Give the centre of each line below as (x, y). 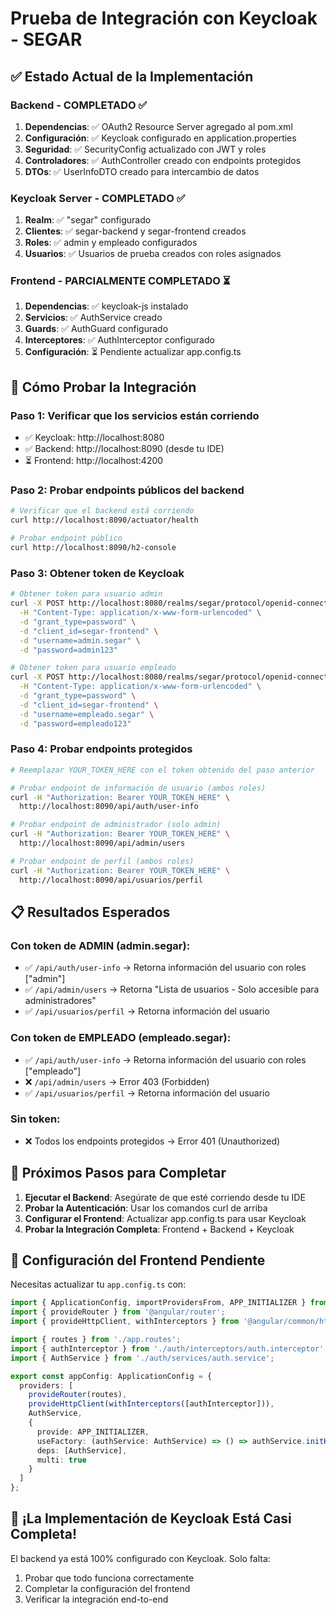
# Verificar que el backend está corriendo (102, 511)
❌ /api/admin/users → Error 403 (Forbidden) (117, 1081)
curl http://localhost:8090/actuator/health (104, 520)
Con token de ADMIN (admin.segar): (100, 945)
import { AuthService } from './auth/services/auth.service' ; (142, 1358)
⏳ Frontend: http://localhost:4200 (94, 461)
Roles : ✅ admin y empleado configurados (111, 243)
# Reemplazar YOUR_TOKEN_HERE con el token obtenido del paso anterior (162, 770)
